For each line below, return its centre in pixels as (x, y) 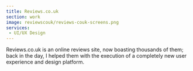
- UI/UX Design (27, 33)
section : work (23, 17)
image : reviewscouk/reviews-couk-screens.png (62, 22)
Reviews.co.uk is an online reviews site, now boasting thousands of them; (95, 49)
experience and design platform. (45, 62)
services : (18, 28)
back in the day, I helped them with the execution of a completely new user (96, 56)
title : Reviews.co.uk (32, 11)
